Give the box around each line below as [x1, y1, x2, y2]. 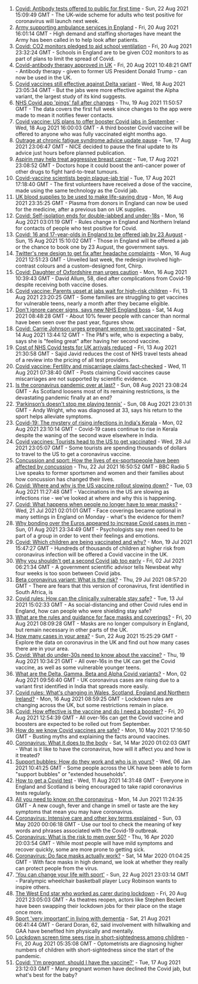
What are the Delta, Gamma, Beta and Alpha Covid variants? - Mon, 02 [15, 670, 187, 677]
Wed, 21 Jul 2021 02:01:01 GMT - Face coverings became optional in [15, 507, 182, 514]
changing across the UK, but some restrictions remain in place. [15, 702, 169, 708]
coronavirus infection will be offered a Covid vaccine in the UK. [15, 551, 169, 558]
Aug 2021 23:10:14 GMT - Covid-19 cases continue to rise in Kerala [15, 425, 178, 432]
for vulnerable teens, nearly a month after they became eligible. [15, 300, 170, 307]
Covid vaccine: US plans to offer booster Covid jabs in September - [15, 118, 179, 125]
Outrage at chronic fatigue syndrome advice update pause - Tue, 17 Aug [15, 137, 191, 144]
